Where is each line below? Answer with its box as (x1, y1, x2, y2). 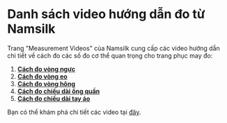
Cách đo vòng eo (17, 72, 68, 81)
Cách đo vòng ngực (17, 65, 75, 73)
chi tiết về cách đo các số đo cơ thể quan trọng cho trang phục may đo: (7, 51, 213, 60)
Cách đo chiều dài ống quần (17, 87, 100, 95)
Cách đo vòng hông (17, 79, 75, 88)
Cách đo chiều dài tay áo (17, 94, 91, 103)
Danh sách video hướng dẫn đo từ (7, 6, 205, 22)
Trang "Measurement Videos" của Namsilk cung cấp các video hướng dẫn (7, 44, 221, 52)
